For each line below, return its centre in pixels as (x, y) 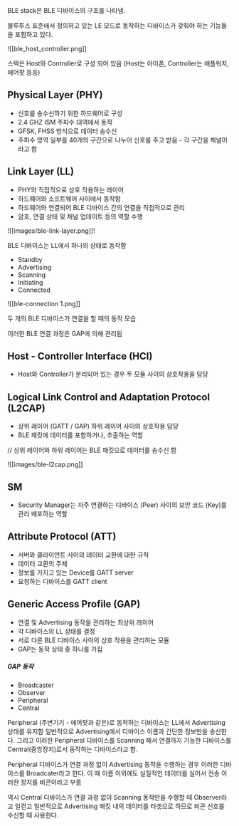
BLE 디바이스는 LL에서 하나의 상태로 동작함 (67, 245)
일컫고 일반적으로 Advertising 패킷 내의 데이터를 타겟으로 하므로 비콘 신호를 (120, 806)
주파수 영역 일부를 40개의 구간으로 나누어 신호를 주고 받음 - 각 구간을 (113, 140)
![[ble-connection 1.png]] (44, 303)
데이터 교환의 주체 (42, 563)
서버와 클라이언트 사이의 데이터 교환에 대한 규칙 (83, 555)
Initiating (30, 282)
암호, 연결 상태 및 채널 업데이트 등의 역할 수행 (80, 216)
